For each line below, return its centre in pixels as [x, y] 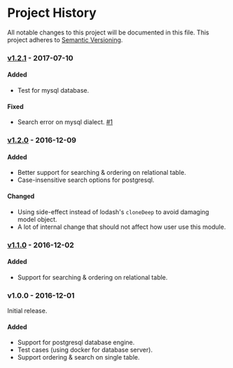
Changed [21, 196]
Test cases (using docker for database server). [85, 350]
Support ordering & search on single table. [78, 357]
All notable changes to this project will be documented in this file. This [108, 32]
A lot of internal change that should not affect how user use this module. [121, 227]
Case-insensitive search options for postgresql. [86, 180]
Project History [52, 13]
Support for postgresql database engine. [76, 343]
